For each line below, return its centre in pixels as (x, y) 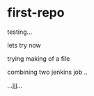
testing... (20, 32)
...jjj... (15, 85)
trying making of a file (39, 58)
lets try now (24, 45)
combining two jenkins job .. (48, 72)
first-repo (36, 13)
